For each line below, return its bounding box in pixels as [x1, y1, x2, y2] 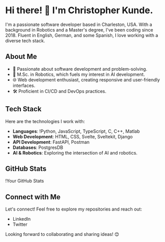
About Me [5, 52, 37, 61]
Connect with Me [5, 193, 61, 201]
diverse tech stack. [5, 38, 45, 44]
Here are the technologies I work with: [5, 118, 85, 124]
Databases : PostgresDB [12, 144, 63, 150]
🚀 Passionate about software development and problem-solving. [12, 66, 147, 72]
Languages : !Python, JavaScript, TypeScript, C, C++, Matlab [12, 128, 140, 134]
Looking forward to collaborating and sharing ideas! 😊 [5, 231, 119, 237]
